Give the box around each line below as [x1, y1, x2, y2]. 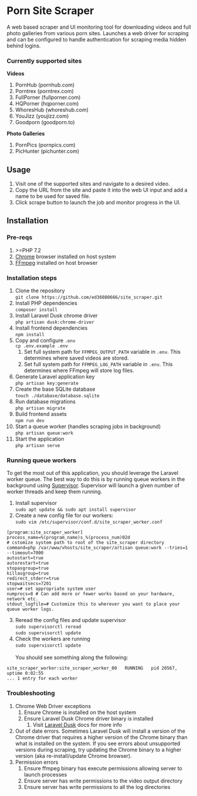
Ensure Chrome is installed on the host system [23, 709, 137, 716]
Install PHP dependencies [15, 300, 78, 307]
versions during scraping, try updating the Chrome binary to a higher [15, 746, 182, 753]
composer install [15, 307, 58, 313]
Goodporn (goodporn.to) [15, 119, 75, 126]
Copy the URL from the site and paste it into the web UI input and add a [15, 186, 188, 194]
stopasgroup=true [6, 565, 49, 572]
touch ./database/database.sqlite [15, 393, 100, 399]
